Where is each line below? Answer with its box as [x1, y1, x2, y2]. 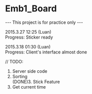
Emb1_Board [5, 3, 57, 14]
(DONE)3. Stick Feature [12, 79, 60, 85]
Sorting [12, 73, 28, 79]
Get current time [12, 84, 46, 90]
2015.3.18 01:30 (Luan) [5, 44, 51, 49]
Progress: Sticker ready [5, 34, 53, 40]
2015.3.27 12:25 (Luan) [5, 29, 52, 35]
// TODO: [5, 58, 24, 64]
